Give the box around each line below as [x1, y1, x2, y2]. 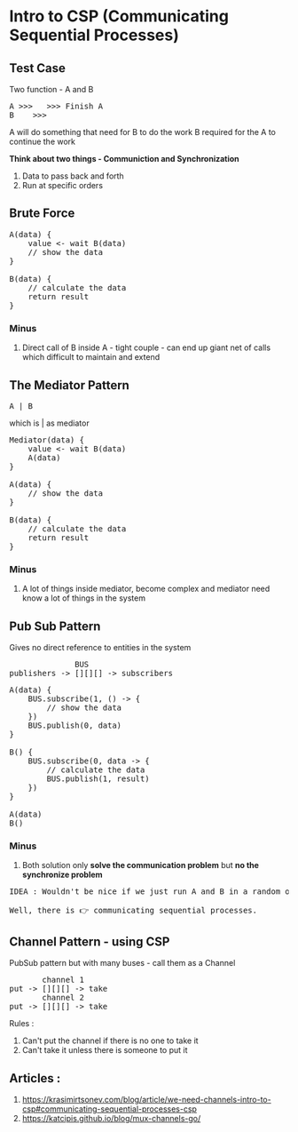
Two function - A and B [9, 84, 94, 94]
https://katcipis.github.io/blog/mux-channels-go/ [21, 1112, 201, 1123]
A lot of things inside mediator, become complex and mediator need [21, 584, 271, 594]
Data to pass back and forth [21, 171, 124, 181]
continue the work [9, 136, 76, 147]
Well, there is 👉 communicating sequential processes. [9, 905, 257, 916]
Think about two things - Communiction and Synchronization [9, 154, 239, 163]
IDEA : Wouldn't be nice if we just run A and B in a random [9, 887, 281, 897]
